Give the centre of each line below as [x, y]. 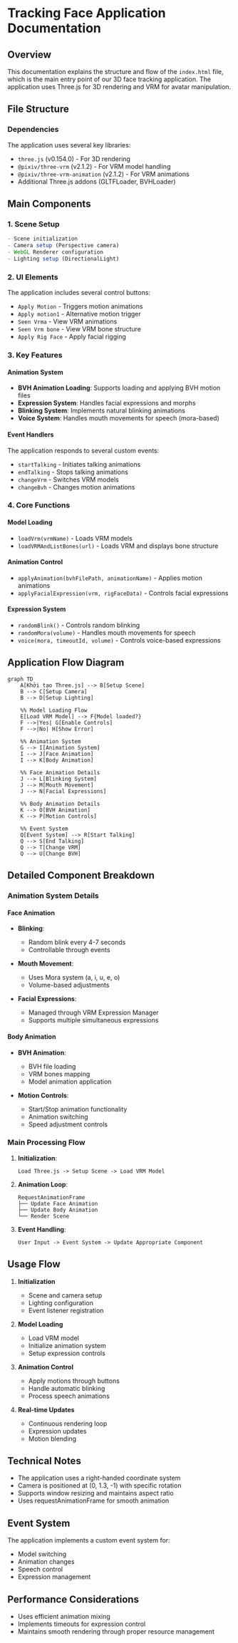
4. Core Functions [39, 505]
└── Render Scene [43, 1216]
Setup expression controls [67, 1353]
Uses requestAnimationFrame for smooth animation [93, 1501]
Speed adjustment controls [68, 1124]
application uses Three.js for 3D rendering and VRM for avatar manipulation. [119, 87]
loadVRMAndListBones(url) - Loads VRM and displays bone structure [118, 546]
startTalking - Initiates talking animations [79, 464]
